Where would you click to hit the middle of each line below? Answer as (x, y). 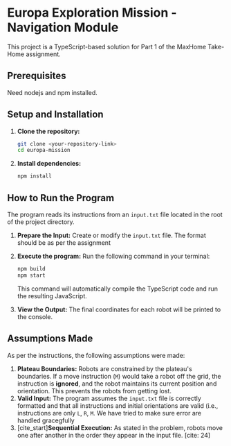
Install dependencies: (49, 164)
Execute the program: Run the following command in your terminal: (113, 256)
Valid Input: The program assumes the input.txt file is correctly (109, 398)
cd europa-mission (44, 151)
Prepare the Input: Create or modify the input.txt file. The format (111, 235)
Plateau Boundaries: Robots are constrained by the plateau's (104, 368)
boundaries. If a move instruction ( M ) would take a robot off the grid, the (119, 376)
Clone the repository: (48, 131)
